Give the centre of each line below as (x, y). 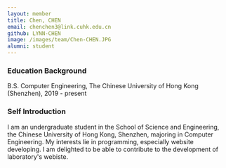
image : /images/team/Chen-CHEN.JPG (59, 40)
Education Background (47, 71)
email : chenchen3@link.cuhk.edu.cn (59, 27)
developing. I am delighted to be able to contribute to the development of (113, 149)
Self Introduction (37, 111)
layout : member (29, 14)
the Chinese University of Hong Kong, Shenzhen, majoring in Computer (111, 134)
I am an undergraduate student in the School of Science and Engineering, (113, 127)
